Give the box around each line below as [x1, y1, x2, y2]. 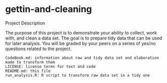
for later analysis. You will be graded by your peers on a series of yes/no [5, 40, 156, 46]
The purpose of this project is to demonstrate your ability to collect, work [5, 29, 157, 35]
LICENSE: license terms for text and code [5, 64, 96, 69]
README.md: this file [5, 68, 51, 73]
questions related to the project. [5, 45, 72, 51]
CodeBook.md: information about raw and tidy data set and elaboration [5, 55, 159, 60]
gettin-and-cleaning [5, 3, 92, 15]
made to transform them [5, 59, 55, 64]
